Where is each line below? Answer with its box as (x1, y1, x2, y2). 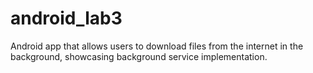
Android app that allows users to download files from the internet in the (10, 40, 304, 52)
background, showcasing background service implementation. (10, 50, 268, 62)
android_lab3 (10, 7, 123, 30)
